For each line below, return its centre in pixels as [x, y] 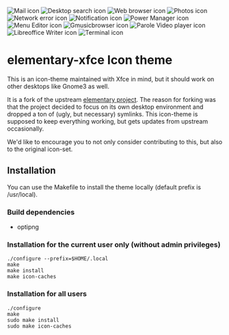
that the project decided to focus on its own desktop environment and [105, 107]
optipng [28, 227]
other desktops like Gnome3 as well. [58, 86]
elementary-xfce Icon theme [90, 60]
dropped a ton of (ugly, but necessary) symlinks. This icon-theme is [103, 114]
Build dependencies [41, 212]
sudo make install [33, 320]
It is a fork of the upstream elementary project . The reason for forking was [112, 99]
